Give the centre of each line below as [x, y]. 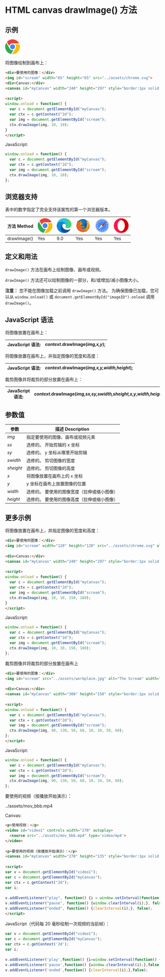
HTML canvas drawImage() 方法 [71, 10]
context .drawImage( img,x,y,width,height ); [89, 368]
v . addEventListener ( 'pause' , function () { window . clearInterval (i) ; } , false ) [83, 965]
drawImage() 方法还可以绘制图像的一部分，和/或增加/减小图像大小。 [73, 280]
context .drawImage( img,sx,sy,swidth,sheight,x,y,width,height [99, 394]
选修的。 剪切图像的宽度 [51, 460]
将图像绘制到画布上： [27, 63]
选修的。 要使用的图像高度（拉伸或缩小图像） [72, 499]
